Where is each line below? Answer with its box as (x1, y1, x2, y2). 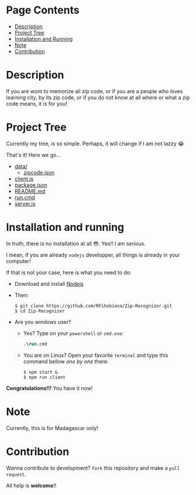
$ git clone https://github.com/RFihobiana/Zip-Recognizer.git (14, 303, 173, 309)
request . (6, 470, 26, 477)
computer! (6, 257, 31, 264)
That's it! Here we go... (6, 151, 61, 158)
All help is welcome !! (6, 482, 57, 489)
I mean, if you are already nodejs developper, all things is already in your (6, 251, 180, 258)
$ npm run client (23, 374, 66, 380)
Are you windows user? (14, 318, 71, 325)
